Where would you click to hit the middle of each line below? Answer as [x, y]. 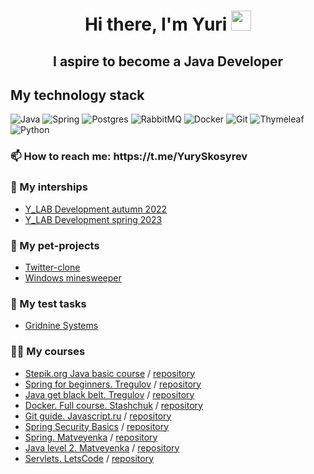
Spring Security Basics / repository [97, 426]
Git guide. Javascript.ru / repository [98, 416]
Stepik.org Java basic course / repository [110, 373]
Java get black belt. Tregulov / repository [109, 394]
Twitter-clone [52, 267]
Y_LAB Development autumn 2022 [96, 209]
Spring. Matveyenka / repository [91, 437]
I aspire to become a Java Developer [168, 61]
